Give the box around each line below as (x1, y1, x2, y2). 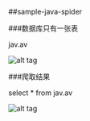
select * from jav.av (8, 88, 73, 98)
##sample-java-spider (8, 7, 83, 16)
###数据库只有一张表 (8, 23, 79, 33)
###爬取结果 (8, 72, 51, 81)
